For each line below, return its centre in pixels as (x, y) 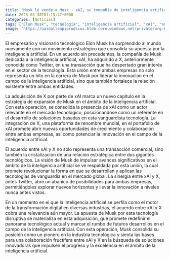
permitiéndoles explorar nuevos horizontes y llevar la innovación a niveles (82, 187)
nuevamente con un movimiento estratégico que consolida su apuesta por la (85, 49)
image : (12, 29)
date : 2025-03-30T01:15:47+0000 (39, 15)
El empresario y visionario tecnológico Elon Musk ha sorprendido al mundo (83, 43)
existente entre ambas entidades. (40, 86)
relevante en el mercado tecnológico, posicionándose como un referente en (84, 113)
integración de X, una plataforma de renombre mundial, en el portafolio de (82, 123)
